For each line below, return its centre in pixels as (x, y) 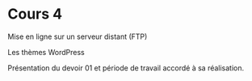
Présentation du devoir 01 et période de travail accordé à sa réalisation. (126, 68)
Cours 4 (35, 14)
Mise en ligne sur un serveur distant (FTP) (78, 36)
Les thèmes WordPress (46, 52)
